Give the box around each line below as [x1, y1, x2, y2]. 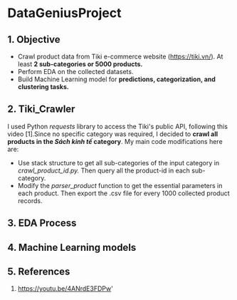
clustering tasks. [17, 83, 69, 90]
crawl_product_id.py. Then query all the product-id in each [17, 166, 191, 175]
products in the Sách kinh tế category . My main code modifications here [7, 137, 223, 145]
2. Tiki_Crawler [7, 103, 75, 115]
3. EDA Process [7, 217, 77, 229]
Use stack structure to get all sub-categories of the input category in [17, 158, 219, 167]
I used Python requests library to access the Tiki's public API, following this [7, 122, 228, 130]
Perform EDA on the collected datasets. [17, 68, 134, 76]
